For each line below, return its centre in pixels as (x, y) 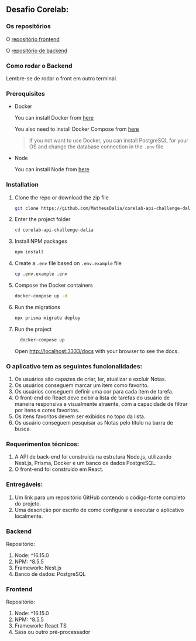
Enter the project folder (42, 219)
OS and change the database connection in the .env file (96, 147)
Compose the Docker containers (54, 285)
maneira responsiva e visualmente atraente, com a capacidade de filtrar (101, 404)
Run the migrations (37, 307)
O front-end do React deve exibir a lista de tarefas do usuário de (92, 398)
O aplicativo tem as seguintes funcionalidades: (74, 366)
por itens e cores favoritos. (47, 410)
